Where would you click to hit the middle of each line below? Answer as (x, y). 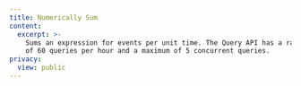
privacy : (26, 59)
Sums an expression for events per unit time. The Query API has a (154, 43)
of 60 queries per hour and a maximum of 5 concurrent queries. (148, 51)
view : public (42, 68)
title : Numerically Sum (54, 17)
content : (26, 26)
